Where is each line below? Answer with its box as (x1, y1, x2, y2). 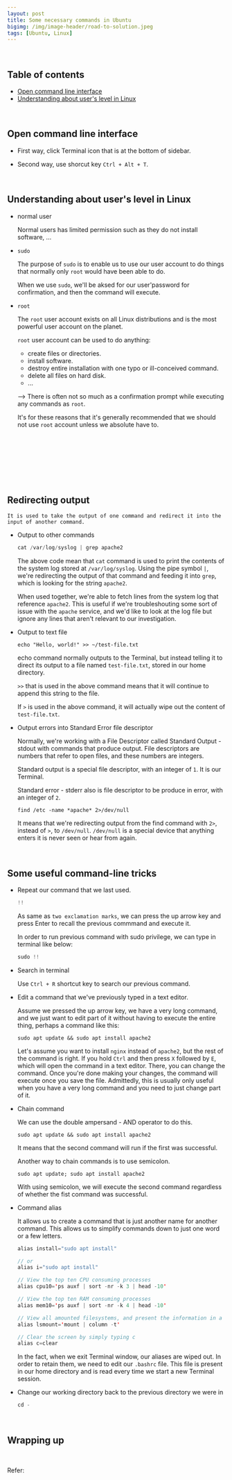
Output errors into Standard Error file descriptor (17, 724, 154, 732)
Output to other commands (17, 531, 95, 539)
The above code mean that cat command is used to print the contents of (17, 557, 225, 565)
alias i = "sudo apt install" (17, 1264, 98, 1271)
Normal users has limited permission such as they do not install (17, 225, 198, 233)
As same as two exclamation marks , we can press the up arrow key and (17, 911, 222, 920)
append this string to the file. (17, 689, 100, 698)
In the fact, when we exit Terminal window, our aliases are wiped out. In (17, 1352, 222, 1361)
